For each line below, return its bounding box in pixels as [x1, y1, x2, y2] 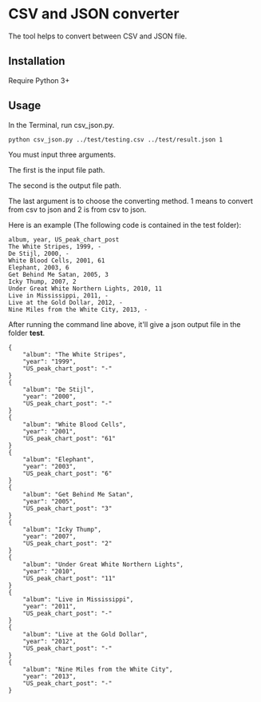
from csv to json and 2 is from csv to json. [8, 205, 147, 214]
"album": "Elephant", [22, 456, 94, 464]
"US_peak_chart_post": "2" [22, 540, 113, 548]
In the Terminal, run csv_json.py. [8, 120, 115, 130]
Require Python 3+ [8, 75, 70, 85]
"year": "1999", [22, 357, 77, 366]
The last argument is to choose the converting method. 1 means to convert [8, 197, 253, 206]
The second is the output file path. [8, 181, 121, 190]
